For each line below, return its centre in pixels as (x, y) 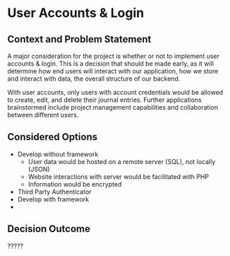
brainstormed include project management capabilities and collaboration (113, 107)
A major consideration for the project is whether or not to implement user (114, 56)
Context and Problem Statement (79, 39)
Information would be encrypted (75, 184)
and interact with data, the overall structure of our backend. (94, 78)
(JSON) (39, 169)
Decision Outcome (49, 229)
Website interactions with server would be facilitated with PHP (119, 176)
